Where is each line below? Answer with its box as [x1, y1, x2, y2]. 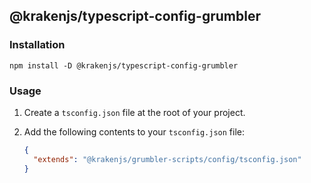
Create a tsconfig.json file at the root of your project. [23, 106, 246, 118]
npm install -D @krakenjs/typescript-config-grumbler [9, 60, 239, 71]
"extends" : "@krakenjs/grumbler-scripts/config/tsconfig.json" [33, 154, 302, 164]
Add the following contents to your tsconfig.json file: [23, 125, 245, 138]
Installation [9, 38, 66, 52]
